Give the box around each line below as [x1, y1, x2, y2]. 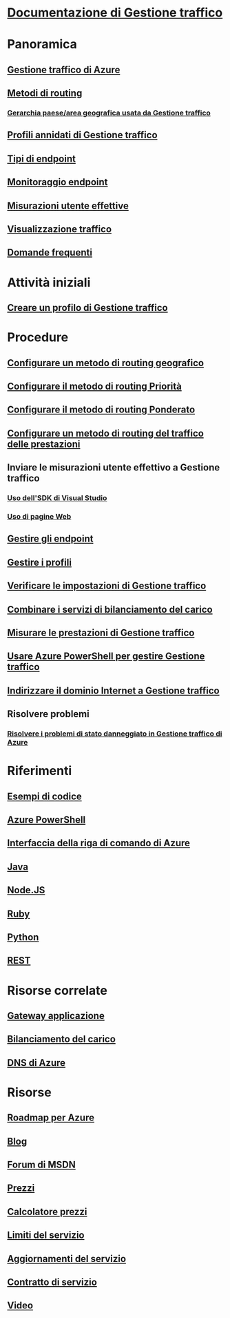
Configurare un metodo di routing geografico [7, 357, 205, 369]
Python [7, 931, 39, 943]
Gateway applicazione [7, 1010, 105, 1022]
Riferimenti [7, 763, 72, 779]
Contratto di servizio [7, 1277, 98, 1288]
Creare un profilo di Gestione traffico [7, 302, 168, 314]
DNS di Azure [7, 1057, 66, 1069]
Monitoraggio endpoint [7, 176, 108, 188]
